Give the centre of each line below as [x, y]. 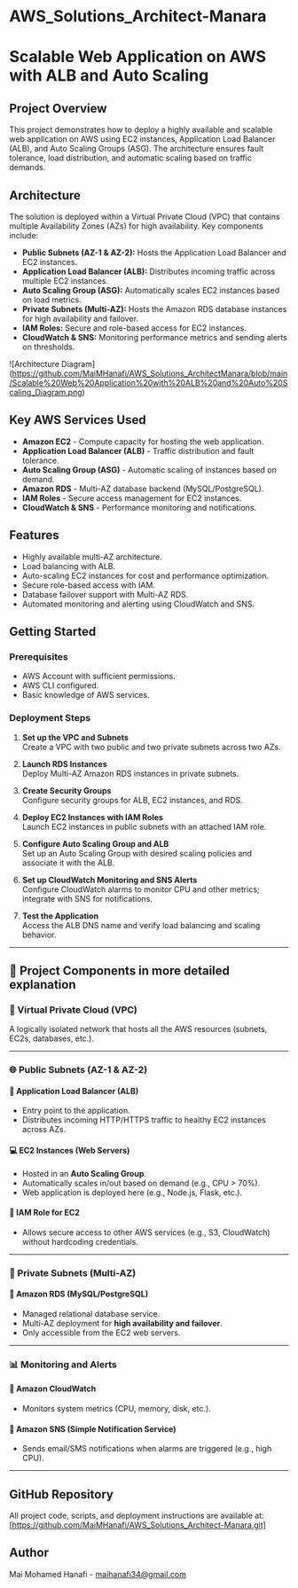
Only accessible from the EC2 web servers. [101, 1333]
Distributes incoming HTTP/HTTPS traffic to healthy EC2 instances [144, 1120]
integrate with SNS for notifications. [87, 898]
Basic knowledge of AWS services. [86, 695]
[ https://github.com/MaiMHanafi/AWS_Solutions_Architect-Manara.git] [137, 1525]
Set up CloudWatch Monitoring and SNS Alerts [110, 880]
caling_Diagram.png [46, 392]
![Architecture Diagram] [52, 364]
